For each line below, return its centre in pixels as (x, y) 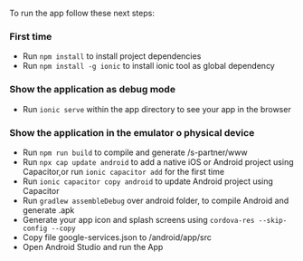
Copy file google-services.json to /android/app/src (117, 237)
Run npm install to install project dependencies (112, 56)
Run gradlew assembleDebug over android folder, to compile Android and (156, 200)
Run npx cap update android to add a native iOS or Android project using (158, 161)
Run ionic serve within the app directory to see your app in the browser (156, 109)
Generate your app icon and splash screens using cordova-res (138, 219)
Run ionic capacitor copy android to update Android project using (148, 181)
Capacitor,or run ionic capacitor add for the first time (123, 171)
